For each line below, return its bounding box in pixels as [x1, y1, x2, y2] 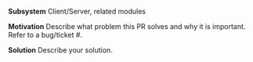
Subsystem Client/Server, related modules [8, 7, 146, 16]
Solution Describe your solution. [8, 46, 114, 54]
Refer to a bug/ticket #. [8, 31, 83, 39]
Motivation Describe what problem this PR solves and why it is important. [8, 22, 246, 31]
